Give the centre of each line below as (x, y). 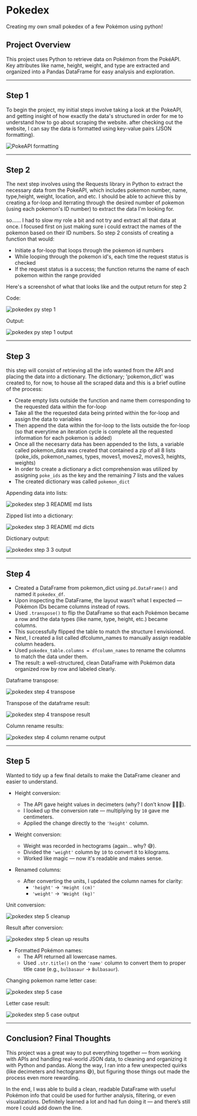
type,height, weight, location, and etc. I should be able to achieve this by (94, 197)
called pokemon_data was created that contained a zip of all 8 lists (95, 450)
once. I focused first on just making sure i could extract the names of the (94, 227)
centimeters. (38, 817)
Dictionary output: (28, 538)
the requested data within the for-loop (60, 407)
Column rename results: (35, 726)
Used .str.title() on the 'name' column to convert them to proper (104, 963)
